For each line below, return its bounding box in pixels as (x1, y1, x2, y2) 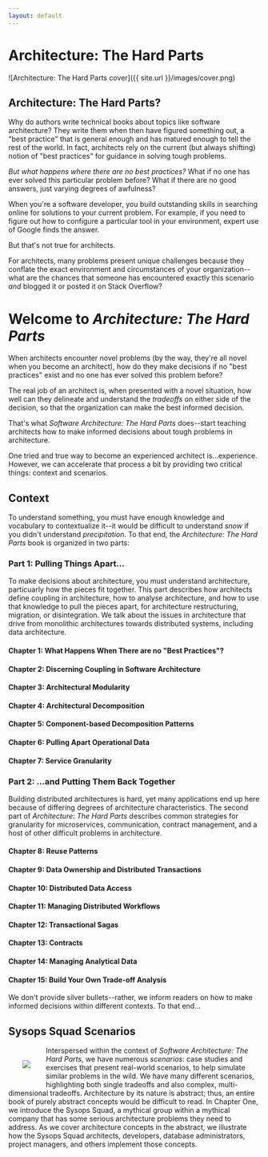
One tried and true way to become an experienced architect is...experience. (8, 451, 258, 461)
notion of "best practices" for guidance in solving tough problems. (8, 152, 226, 161)
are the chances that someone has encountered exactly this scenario (26, 273, 254, 283)
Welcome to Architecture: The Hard (8, 309, 250, 328)
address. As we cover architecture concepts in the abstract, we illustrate (8, 1123, 247, 1132)
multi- (218, 1080, 238, 1090)
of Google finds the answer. (8, 225, 100, 235)
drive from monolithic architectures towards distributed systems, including (8, 619, 254, 629)
